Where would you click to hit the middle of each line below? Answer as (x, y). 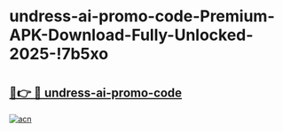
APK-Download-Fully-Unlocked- (131, 35)
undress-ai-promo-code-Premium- (142, 16)
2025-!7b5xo (59, 54)
